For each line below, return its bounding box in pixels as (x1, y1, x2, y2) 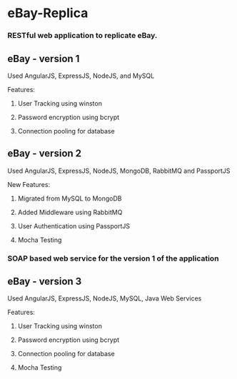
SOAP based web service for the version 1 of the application (7, 253, 219, 263)
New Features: (7, 180, 51, 188)
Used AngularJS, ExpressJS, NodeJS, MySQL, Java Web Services (7, 294, 202, 303)
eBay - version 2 (7, 148, 82, 160)
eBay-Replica (7, 5, 89, 21)
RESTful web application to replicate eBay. (7, 31, 158, 41)
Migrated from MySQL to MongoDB (17, 194, 122, 203)
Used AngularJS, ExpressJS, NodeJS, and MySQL (7, 71, 155, 80)
